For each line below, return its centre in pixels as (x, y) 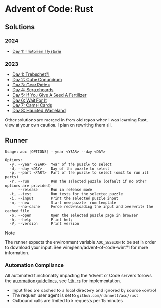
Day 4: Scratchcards (33, 90)
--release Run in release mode (55, 190)
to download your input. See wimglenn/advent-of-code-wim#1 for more (77, 247)
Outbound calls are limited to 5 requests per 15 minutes (67, 301)
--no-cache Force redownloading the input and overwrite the (85, 207)
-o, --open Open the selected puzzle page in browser (74, 215)
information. (17, 252)
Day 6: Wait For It (29, 100)
